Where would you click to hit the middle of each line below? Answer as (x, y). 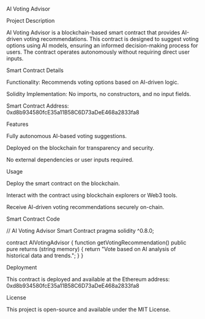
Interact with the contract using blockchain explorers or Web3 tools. (92, 195)
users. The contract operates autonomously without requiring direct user (98, 52)
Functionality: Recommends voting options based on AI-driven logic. (93, 82)
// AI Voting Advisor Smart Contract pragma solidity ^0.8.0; (80, 231)
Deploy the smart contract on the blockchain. (63, 183)
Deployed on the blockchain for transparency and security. (80, 148)
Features (17, 124)
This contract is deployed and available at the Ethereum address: (88, 279)
